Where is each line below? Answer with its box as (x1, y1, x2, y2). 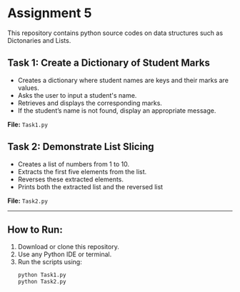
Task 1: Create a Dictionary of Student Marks (7, 57, 211, 69)
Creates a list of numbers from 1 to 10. (17, 159, 130, 168)
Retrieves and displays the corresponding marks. (17, 99, 163, 107)
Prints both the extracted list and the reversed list (17, 182, 163, 191)
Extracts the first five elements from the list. (17, 167, 147, 176)
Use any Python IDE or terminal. (17, 250, 112, 258)
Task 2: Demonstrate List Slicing (7, 141, 154, 153)
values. (17, 84, 39, 92)
